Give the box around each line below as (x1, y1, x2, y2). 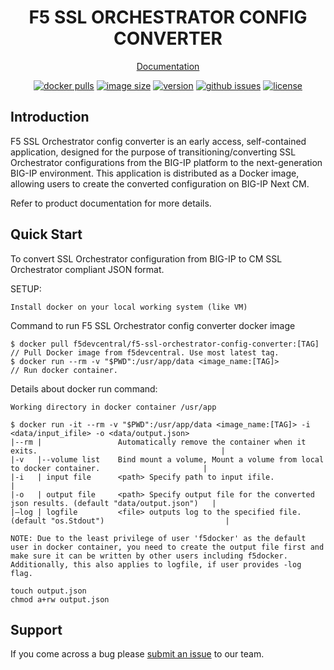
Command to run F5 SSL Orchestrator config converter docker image (10, 319, 296, 331)
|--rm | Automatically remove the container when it (10, 437, 307, 447)
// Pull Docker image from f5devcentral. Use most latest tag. (10, 347, 280, 358)
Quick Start (10, 226, 83, 243)
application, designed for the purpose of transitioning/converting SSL (10, 146, 297, 158)
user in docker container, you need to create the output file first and (10, 542, 325, 552)
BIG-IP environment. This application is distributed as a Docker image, (10, 167, 300, 179)
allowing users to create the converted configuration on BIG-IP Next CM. (10, 177, 310, 190)
